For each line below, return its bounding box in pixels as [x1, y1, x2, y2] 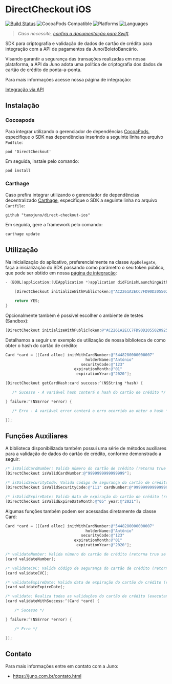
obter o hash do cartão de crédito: [5, 342, 78, 349]
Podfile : [5, 139, 23, 145]
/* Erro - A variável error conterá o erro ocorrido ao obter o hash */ [12, 408, 170, 413]
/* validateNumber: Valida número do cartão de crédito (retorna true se [5, 552, 166, 557]
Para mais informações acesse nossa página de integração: [5, 76, 132, 82]
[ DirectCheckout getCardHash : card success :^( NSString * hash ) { [5, 380, 143, 386]
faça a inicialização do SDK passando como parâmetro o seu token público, [5, 265, 165, 271]
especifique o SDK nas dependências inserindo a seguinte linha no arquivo [5, 134, 164, 140]
